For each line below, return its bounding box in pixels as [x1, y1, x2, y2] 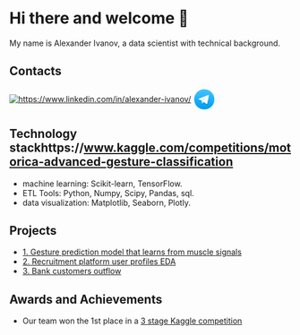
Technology [9, 126, 78, 142]
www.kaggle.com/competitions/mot [83, 141, 292, 156]
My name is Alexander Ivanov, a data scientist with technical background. [9, 38, 280, 48]
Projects [9, 223, 57, 238]
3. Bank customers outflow [21, 266, 122, 277]
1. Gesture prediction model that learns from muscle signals [21, 246, 242, 258]
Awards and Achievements [9, 291, 163, 307]
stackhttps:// [9, 141, 84, 156]
